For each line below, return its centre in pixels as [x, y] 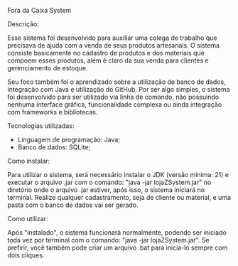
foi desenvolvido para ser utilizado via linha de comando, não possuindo [113, 97]
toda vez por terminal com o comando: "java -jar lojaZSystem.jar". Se [108, 240]
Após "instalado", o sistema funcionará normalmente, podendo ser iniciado [117, 233]
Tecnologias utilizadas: [41, 126]
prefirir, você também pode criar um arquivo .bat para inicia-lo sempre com [118, 248]
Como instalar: [29, 161]
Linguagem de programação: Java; [69, 139]
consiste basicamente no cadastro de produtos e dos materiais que [106, 53]
